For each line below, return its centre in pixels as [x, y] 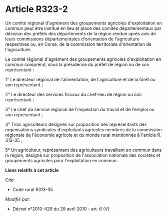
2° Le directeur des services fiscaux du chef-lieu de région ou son [73, 94]
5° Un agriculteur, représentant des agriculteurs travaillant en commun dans [83, 150]
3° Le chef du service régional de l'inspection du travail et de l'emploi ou [80, 109]
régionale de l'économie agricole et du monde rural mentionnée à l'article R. [83, 135]
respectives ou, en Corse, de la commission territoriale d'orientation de [78, 44]
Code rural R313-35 [33, 189]
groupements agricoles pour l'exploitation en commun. [62, 160]
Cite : [10, 180]
